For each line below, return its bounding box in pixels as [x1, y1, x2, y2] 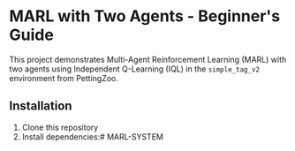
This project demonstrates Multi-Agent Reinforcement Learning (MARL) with [9, 54, 287, 64]
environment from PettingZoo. [9, 72, 119, 83]
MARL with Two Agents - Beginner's [9, 6, 281, 26]
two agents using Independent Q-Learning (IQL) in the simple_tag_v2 [9, 64, 261, 74]
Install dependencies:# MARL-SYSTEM [21, 131, 163, 142]
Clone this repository [21, 122, 99, 132]
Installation [9, 99, 72, 114]
